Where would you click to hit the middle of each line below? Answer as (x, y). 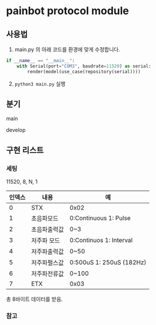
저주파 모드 (46, 240)
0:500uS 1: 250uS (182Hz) (108, 262)
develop (16, 130)
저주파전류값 (48, 274)
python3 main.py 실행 (40, 83)
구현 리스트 (25, 150)
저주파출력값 (48, 252)
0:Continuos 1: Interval (101, 240)
